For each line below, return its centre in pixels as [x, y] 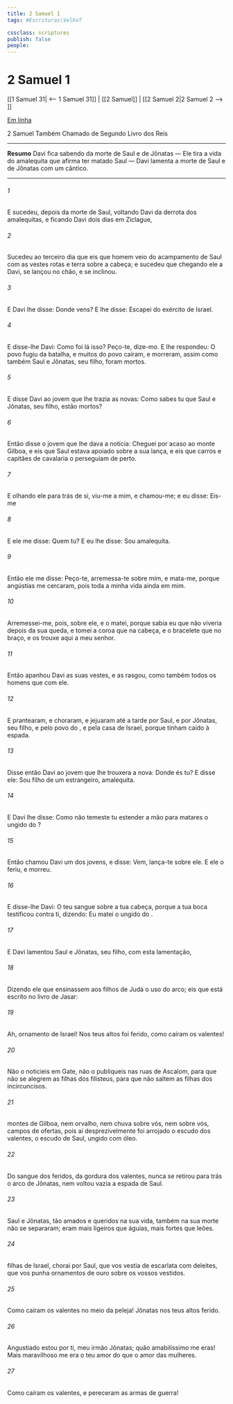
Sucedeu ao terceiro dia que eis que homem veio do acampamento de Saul [114, 257]
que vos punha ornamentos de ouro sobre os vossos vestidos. [96, 1273]
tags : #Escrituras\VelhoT [44, 20]
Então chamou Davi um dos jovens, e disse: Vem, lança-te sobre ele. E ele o [115, 862]
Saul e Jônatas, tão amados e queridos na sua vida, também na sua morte [113, 1221]
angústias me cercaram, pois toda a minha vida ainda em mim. [96, 585]
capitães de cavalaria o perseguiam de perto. [72, 459]
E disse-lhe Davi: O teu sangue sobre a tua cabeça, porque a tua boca [107, 907]
